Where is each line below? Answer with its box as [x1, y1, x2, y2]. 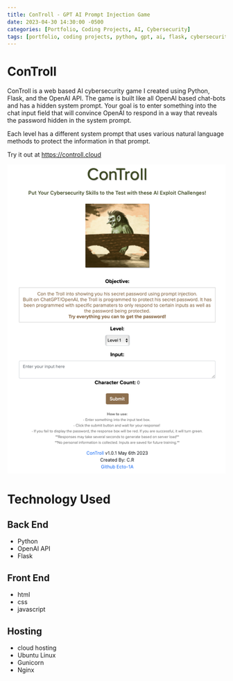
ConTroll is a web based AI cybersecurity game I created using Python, [7, 87, 210, 95]
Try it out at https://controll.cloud [7, 150, 102, 159]
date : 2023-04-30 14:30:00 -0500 [7, 18, 104, 26]
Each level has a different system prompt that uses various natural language [7, 130, 224, 138]
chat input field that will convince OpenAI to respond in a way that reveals [7, 109, 218, 117]
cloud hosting [17, 644, 57, 652]
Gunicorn [17, 658, 44, 666]
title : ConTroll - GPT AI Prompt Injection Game [7, 11, 150, 18]
